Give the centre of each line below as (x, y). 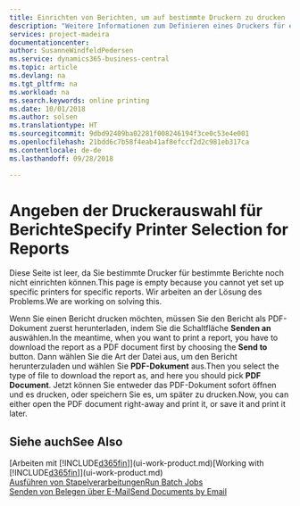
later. (19, 414)
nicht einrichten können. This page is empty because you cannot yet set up (146, 283)
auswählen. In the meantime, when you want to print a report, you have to (144, 338)
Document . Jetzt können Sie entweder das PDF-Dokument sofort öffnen (143, 386)
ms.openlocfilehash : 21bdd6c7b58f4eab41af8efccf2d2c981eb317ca (129, 142)
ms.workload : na (39, 92)
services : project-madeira (59, 34)
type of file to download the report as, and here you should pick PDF (135, 376)
